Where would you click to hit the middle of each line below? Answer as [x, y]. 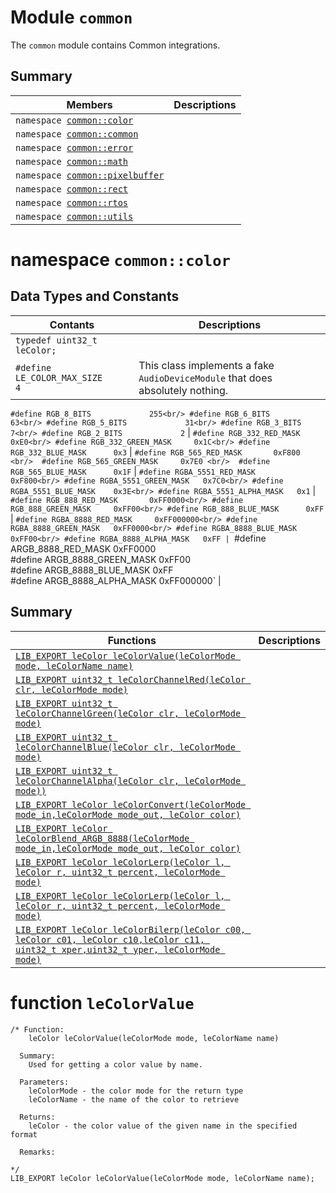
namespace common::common [77, 134]
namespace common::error [74, 147]
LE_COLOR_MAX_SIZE [59, 377]
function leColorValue [102, 1002]
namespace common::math [72, 161]
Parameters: [44, 1082]
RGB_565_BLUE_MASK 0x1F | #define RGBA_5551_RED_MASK [133, 471]
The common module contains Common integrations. [115, 45]
